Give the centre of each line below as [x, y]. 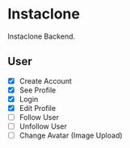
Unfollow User [43, 126]
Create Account [45, 80]
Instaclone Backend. [42, 36]
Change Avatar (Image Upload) [71, 136]
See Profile [38, 90]
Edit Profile [38, 108]
